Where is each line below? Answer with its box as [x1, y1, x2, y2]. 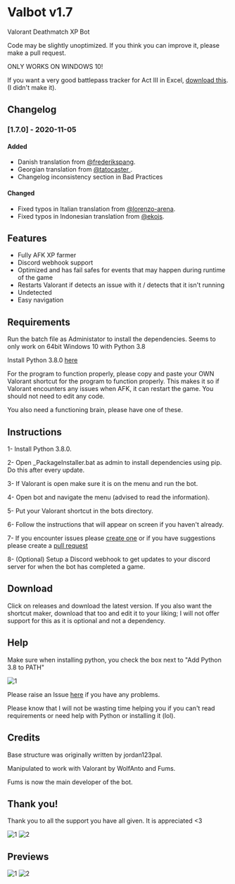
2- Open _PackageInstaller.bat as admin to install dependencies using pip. [7, 459, 222, 467]
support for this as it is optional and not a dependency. [7, 616, 166, 624]
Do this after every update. [7, 466, 85, 475]
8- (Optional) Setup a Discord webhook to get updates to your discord [7, 555, 210, 563]
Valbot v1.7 [7, 4, 73, 20]
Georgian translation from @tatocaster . [17, 165, 133, 174]
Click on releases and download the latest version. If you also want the [7, 601, 212, 610]
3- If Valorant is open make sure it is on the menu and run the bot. [7, 480, 198, 488]
